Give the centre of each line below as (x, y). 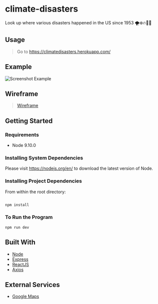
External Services (32, 285)
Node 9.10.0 (24, 145)
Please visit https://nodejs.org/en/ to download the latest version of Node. (79, 168)
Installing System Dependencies (44, 158)
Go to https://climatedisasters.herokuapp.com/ (64, 52)
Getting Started (29, 121)
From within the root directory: (35, 192)
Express (20, 259)
